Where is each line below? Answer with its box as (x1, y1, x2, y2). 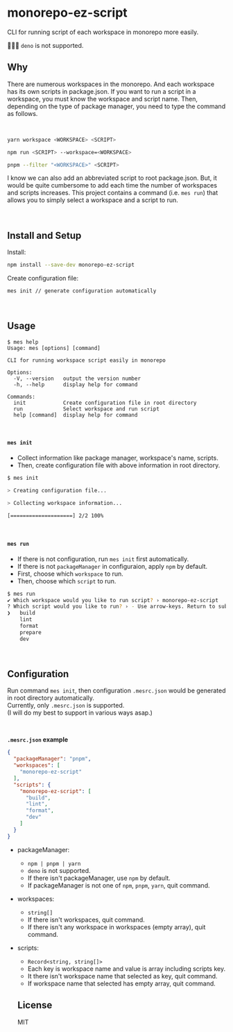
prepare (19, 629, 42, 636)
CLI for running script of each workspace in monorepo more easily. (7, 28, 199, 36)
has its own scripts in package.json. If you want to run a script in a (7, 87, 196, 95)
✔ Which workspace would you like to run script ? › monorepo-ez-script (7, 597, 218, 604)
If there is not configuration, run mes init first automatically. (17, 554, 189, 563)
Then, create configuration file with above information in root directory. (17, 460, 221, 469)
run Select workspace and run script (13, 405, 159, 413)
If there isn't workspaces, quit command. (27, 915, 146, 924)
